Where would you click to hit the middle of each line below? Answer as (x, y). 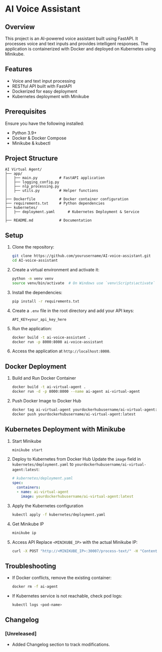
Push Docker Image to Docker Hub (46, 401)
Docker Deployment (36, 366)
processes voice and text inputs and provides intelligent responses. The (77, 44)
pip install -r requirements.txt (46, 301)
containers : (29, 487)
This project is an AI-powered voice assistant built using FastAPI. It (72, 38)
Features (19, 69)
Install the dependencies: (37, 292)
